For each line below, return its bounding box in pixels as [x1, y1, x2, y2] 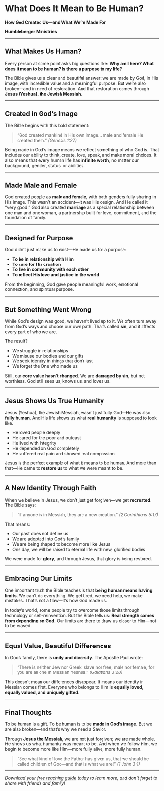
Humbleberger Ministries [5, 28, 57, 34]
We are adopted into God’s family [12, 536, 80, 542]
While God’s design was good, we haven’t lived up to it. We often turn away [5, 318, 157, 324]
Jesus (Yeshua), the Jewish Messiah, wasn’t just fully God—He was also [5, 409, 151, 415]
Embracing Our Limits [5, 575, 72, 583]
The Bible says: [5, 502, 36, 508]
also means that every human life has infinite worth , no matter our [5, 157, 139, 163]
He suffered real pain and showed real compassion [12, 450, 115, 456]
